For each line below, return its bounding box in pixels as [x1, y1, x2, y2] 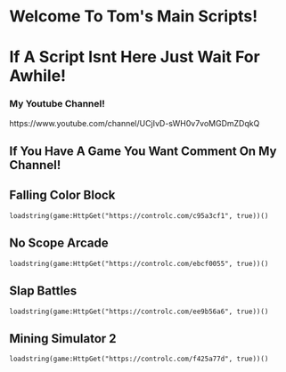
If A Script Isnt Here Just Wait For [9, 47, 260, 68]
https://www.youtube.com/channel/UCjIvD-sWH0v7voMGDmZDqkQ [9, 117, 260, 128]
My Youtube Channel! [9, 98, 105, 110]
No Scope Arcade [9, 236, 109, 251]
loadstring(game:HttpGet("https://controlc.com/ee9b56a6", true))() [9, 307, 269, 316]
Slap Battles [9, 283, 78, 299]
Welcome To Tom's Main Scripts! [9, 6, 258, 27]
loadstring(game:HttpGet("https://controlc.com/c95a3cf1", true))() [9, 211, 269, 220]
